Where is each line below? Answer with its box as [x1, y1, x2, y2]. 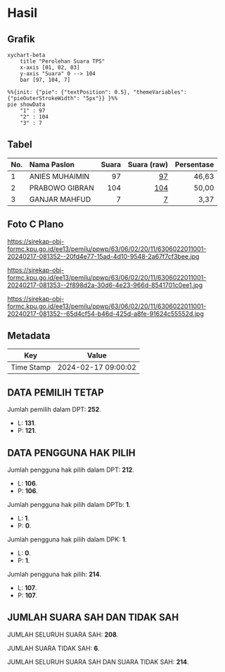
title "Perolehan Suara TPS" [20, 58, 105, 65]
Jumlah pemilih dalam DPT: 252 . [7, 405, 102, 414]
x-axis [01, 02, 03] [20, 64, 80, 71]
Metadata [7, 330, 51, 342]
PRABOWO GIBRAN [29, 183, 94, 193]
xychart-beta [7, 51, 46, 59]
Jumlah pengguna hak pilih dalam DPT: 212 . [7, 465, 135, 474]
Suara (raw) [127, 159, 169, 169]
